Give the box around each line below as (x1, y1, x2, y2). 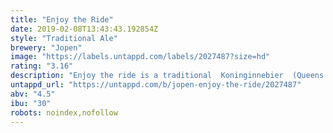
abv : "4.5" (10, 89, 56, 99)
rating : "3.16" (10, 61, 74, 71)
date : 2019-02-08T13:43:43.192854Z (10, 24, 159, 34)
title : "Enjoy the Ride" (10, 14, 114, 25)
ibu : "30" (10, 98, 52, 108)
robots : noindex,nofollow (10, 107, 118, 118)
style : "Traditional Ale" (10, 33, 118, 43)
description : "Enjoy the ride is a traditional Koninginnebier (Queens (10, 71, 325, 81)
